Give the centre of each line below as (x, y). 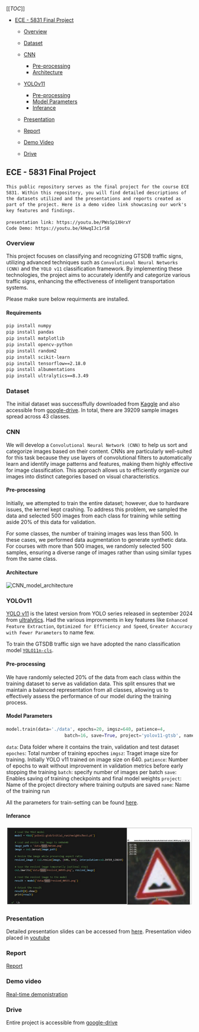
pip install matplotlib (36, 338)
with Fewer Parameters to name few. (50, 632)
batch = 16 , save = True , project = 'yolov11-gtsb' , (123, 735)
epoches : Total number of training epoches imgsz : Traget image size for (92, 753)
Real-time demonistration (37, 994)
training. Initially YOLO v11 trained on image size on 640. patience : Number (97, 759)
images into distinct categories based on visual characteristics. (83, 476)
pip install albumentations (41, 370)
